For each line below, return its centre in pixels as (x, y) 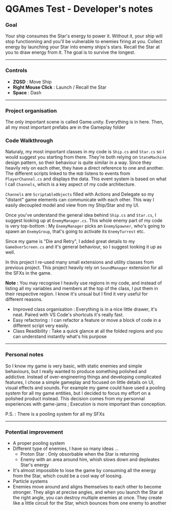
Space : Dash (27, 92)
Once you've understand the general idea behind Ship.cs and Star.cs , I (81, 215)
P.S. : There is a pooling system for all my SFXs (55, 414)
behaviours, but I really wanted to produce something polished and (76, 371)
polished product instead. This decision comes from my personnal (75, 398)
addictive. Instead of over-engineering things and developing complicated (83, 377)
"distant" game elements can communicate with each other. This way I (80, 200)
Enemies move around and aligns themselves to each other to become (87, 486)
